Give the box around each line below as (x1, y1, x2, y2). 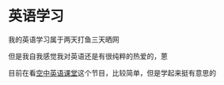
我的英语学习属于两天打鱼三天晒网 (8, 35, 120, 44)
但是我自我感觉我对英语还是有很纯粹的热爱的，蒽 (8, 51, 168, 61)
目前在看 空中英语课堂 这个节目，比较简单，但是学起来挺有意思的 (8, 68, 216, 77)
